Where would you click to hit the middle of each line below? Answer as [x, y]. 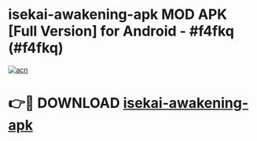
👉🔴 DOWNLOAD [64, 103]
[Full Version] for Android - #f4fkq [121, 31]
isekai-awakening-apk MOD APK [118, 15]
